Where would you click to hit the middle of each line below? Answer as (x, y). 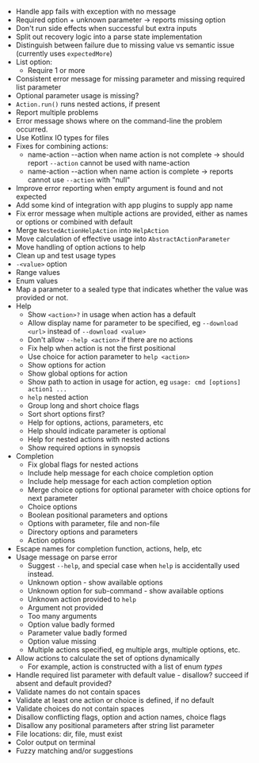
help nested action (58, 397)
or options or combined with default (74, 222)
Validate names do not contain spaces (78, 692)
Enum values (36, 281)
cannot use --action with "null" (79, 180)
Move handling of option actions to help (80, 247)
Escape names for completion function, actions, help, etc (109, 549)
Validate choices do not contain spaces (80, 709)
